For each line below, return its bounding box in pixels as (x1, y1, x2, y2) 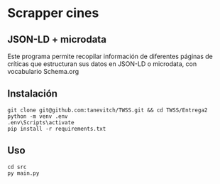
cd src (7, 163, 27, 171)
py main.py (7, 169, 40, 177)
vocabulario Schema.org (7, 67, 79, 75)
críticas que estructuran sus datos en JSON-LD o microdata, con (7, 60, 197, 68)
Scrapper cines (7, 5, 99, 21)
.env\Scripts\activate (7, 119, 75, 126)
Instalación (7, 87, 58, 100)
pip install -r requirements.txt (7, 125, 106, 132)
